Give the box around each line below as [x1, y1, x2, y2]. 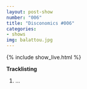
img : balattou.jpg [6, 37, 53, 43]
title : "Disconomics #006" [6, 20, 75, 26]
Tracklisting [6, 65, 38, 73]
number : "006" [6, 15, 43, 21]
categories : [6, 25, 37, 32]
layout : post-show [6, 8, 53, 15]
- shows [6, 31, 26, 38]
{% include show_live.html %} [6, 54, 82, 61]
